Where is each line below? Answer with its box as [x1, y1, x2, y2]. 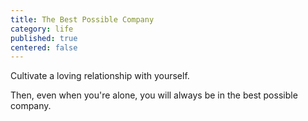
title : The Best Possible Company [10, 14, 155, 25]
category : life [10, 24, 74, 34]
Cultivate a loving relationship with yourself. [10, 70, 190, 82]
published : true [10, 33, 78, 43]
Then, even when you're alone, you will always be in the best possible [10, 89, 298, 101]
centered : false [10, 42, 78, 53]
